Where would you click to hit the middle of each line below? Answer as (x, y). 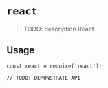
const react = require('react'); (54, 66)
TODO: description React (58, 29)
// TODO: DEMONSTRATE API (43, 78)
